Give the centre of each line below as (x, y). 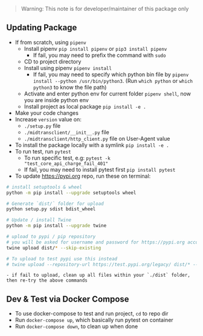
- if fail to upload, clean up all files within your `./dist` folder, (98, 275)
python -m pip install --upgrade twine (56, 226)
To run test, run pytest (43, 151)
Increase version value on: (48, 119)
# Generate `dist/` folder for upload (55, 204)
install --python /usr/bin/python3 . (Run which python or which (113, 80)
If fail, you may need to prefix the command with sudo (99, 55)
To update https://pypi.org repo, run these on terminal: (83, 176)
